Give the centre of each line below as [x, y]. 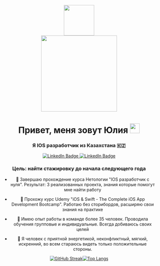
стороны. [83, 249]
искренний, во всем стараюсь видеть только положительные [83, 244]
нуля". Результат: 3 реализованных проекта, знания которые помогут [83, 184]
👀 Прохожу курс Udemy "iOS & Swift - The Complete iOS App [83, 199]
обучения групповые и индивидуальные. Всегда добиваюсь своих [83, 224]
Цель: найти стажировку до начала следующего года [79, 169]
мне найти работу [83, 190]
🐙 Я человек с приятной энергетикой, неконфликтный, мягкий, [83, 239]
